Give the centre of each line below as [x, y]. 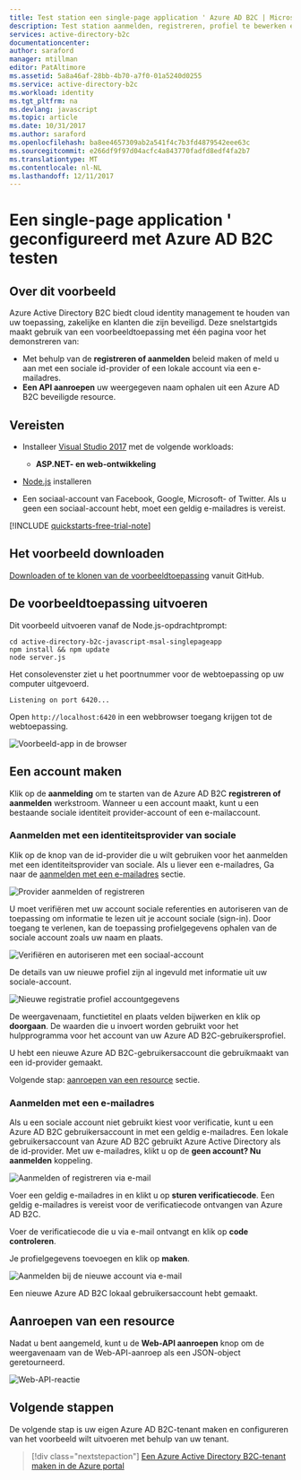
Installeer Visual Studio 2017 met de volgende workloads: [128, 447]
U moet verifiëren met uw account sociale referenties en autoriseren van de [149, 909]
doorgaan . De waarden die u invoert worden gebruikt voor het [124, 1026]
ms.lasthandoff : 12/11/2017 [62, 176]
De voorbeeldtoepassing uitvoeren [109, 604]
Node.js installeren [57, 481]
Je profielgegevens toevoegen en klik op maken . [99, 1259]
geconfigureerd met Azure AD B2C [141, 239]
